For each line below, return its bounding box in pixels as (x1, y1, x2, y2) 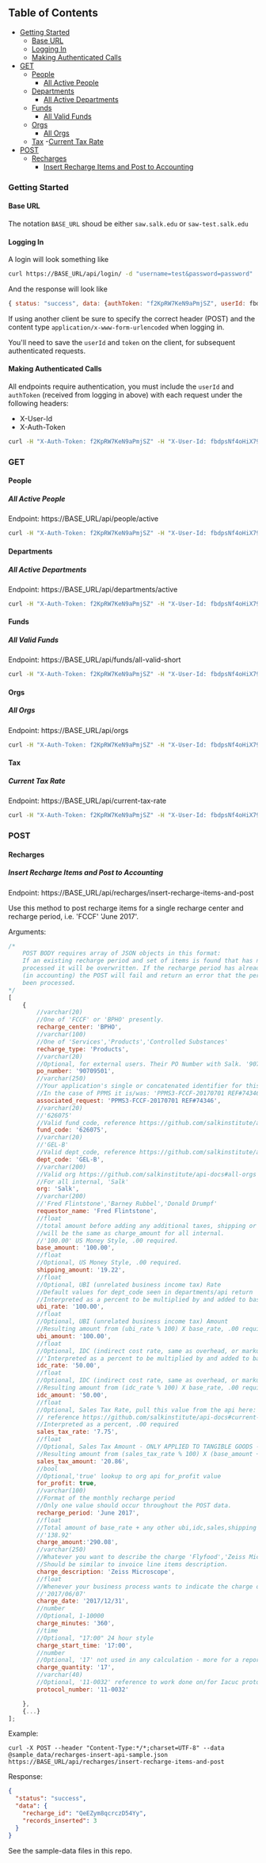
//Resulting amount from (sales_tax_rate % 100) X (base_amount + (36, 1450, 260, 1458)
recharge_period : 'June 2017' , (36, 1508, 140, 1517)
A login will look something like (8, 255, 109, 264)
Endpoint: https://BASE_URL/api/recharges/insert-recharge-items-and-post (8, 888, 255, 897)
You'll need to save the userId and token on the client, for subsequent (8, 337, 236, 347)
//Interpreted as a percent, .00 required (36, 1420, 179, 1428)
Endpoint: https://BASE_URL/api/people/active (8, 514, 159, 523)
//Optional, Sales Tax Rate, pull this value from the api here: (36, 1405, 257, 1414)
